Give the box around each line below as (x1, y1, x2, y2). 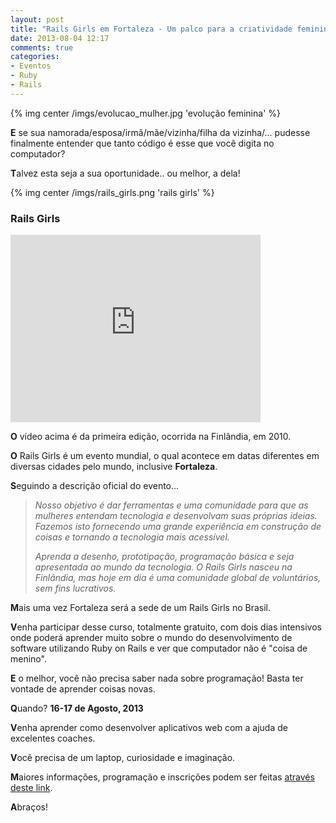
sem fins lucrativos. (34, 582, 117, 595)
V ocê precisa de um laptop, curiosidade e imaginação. (10, 752, 236, 764)
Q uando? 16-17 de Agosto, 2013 (10, 702, 144, 715)
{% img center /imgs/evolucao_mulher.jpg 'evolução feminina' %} (10, 107, 281, 119)
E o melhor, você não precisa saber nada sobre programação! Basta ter (10, 672, 304, 685)
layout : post (10, 14, 65, 25)
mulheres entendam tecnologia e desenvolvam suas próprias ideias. (34, 510, 318, 522)
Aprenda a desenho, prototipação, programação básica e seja (34, 551, 295, 563)
